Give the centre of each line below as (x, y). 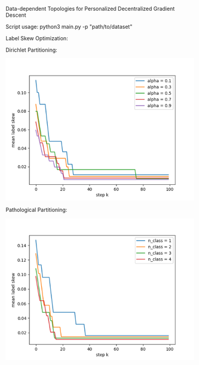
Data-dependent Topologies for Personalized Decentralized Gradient (90, 9)
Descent (16, 15)
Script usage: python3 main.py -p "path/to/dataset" (69, 27)
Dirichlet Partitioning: (31, 50)
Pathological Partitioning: (36, 210)
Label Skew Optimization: (37, 38)
